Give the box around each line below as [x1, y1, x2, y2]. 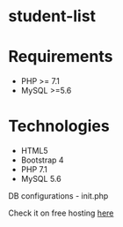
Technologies [8, 117, 111, 136]
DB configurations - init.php [8, 191, 109, 201]
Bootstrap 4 [20, 155, 64, 165]
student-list [8, 6, 97, 26]
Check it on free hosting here [8, 208, 114, 218]
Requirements [8, 47, 113, 67]
